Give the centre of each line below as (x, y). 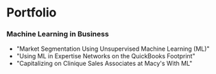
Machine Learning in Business (58, 34)
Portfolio (32, 13)
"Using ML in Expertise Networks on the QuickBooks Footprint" (106, 56)
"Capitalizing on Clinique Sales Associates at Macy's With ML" (104, 64)
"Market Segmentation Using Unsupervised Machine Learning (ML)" (113, 49)
